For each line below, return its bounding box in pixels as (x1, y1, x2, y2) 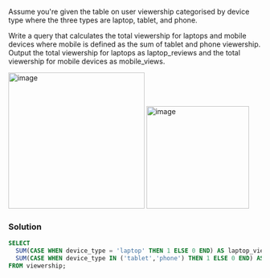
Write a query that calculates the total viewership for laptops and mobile (8, 31, 247, 40)
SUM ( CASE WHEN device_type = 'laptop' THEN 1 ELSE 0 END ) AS (15, 247, 225, 256)
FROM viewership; (8, 261, 67, 270)
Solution (8, 221, 43, 232)
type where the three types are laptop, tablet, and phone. (8, 15, 198, 25)
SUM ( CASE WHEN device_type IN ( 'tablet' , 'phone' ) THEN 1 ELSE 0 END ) (15, 255, 254, 263)
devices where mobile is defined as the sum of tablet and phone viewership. (8, 39, 261, 49)
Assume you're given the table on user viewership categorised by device (8, 7, 250, 16)
